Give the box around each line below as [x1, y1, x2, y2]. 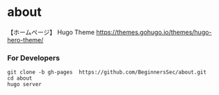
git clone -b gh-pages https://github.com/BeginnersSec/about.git [7, 69, 207, 76]
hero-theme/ [7, 35, 44, 44]
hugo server [7, 81, 42, 88]
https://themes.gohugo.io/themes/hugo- [96, 28, 212, 36]
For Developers [7, 53, 60, 62]
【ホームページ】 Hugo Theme [7, 28, 95, 36]
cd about [7, 75, 33, 82]
